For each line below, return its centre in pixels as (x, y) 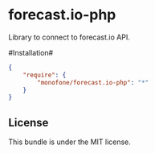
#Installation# (31, 52)
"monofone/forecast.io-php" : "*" (93, 82)
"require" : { (45, 75)
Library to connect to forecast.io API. (69, 37)
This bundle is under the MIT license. (69, 142)
